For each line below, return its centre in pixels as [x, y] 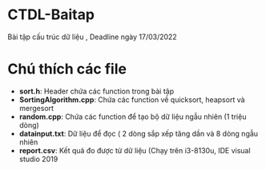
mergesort [36, 108]
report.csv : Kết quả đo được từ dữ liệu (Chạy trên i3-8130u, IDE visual [135, 150]
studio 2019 [38, 159]
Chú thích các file [67, 69]
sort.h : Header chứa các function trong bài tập [96, 91]
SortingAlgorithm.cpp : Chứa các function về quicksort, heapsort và [132, 99]
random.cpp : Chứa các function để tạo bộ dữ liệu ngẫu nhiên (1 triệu [133, 117]
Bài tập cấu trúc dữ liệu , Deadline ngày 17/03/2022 [92, 37]
